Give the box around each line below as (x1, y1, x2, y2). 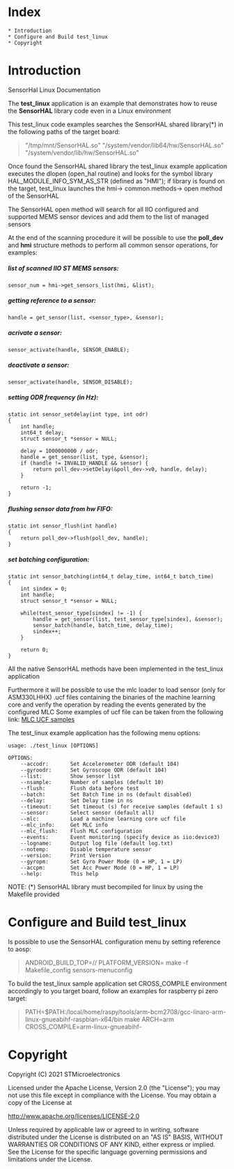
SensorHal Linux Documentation (8, 85, 101, 94)
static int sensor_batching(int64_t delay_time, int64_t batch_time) (8, 573, 214, 580)
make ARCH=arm (124, 1015, 175, 1023)
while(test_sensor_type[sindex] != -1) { (20, 610, 142, 617)
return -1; (20, 484, 52, 491)
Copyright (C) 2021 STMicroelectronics (8, 1070, 120, 1078)
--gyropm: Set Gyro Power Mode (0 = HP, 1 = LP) (20, 858, 183, 865)
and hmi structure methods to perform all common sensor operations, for (8, 241, 219, 249)
